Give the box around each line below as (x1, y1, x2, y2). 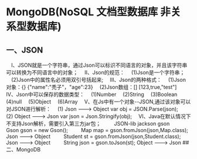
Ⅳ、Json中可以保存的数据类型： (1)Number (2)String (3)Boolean (6, 91, 178, 98)
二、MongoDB (6, 146, 41, 153)
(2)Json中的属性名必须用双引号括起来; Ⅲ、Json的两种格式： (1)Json (11, 77, 186, 83)
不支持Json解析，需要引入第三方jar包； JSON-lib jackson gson (6, 120, 170, 127)
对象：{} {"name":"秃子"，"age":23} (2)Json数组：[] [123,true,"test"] (6, 84, 177, 91)
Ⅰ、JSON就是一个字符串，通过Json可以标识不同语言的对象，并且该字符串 (11, 62, 188, 68)
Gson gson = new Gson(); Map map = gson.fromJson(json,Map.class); (6, 127, 189, 133)
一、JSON (6, 45, 43, 55)
